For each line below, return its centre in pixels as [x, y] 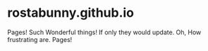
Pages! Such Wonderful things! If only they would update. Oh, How [104, 32]
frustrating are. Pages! [40, 39]
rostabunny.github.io [71, 13]
